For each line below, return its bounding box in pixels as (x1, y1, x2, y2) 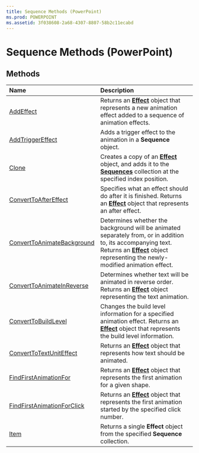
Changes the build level (100, 302, 166, 311)
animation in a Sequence (100, 136, 170, 144)
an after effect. (100, 207, 142, 215)
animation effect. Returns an (100, 317, 179, 326)
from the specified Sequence (100, 430, 182, 438)
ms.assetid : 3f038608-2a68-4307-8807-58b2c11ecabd (6, 20, 134, 25)
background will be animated (100, 224, 181, 232)
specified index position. (100, 175, 169, 183)
